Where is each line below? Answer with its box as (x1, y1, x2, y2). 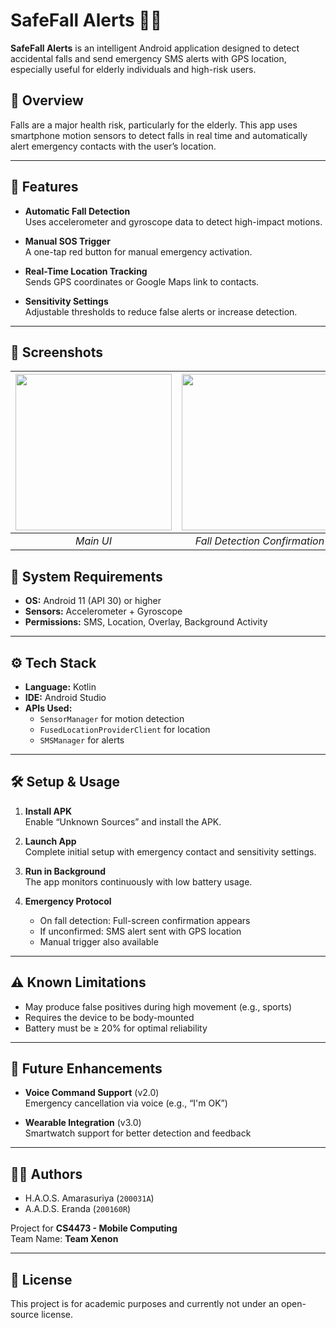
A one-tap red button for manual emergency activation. (24, 245, 253, 258)
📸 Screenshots (10, 344, 104, 361)
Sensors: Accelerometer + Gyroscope (24, 605, 183, 618)
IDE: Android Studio (24, 692, 107, 703)
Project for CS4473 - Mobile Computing (10, 1222, 178, 1234)
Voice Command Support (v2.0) (24, 1087, 160, 1099)
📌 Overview (10, 92, 84, 109)
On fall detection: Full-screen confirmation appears (39, 914, 251, 926)
